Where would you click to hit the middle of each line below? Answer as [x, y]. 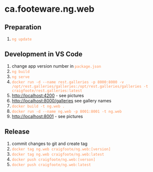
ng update [22, 39]
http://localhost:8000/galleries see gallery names [61, 100]
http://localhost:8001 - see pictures [47, 116]
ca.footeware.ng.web [50, 9]
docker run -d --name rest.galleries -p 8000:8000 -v [68, 82]
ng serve [21, 77]
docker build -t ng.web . [38, 106]
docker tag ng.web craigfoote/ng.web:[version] [61, 149]
